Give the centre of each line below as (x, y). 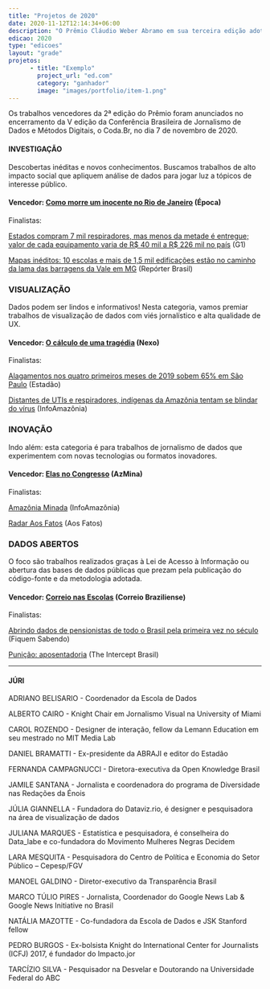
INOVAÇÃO (31, 430)
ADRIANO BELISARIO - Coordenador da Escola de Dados (102, 698)
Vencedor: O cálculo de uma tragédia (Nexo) (84, 342)
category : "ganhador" (74, 83)
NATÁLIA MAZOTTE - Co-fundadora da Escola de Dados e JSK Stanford (128, 921)
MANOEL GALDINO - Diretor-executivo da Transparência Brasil (112, 881)
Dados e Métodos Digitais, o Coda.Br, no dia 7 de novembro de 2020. (123, 130)
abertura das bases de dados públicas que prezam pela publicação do (125, 570)
